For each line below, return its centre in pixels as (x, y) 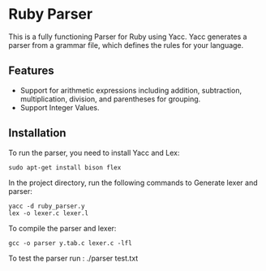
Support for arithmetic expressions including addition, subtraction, (131, 90)
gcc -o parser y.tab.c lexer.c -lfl (70, 243)
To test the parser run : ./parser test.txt (73, 258)
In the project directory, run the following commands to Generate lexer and (133, 183)
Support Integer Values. (60, 107)
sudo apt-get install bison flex (65, 167)
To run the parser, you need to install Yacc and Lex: (94, 153)
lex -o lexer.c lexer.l (49, 213)
